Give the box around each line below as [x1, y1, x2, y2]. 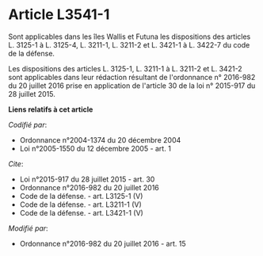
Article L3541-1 [8, 6, 110, 24]
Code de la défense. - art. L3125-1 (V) [19, 191, 143, 201]
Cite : [8, 159, 24, 168]
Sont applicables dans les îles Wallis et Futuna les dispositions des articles [8, 32, 251, 41]
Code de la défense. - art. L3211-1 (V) [19, 200, 143, 209]
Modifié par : [8, 224, 49, 233]
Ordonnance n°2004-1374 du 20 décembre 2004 [19, 135, 181, 144]
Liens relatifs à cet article [8, 105, 93, 114]
